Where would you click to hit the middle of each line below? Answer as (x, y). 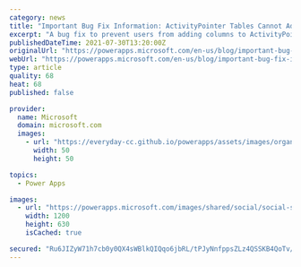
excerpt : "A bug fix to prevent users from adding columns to (128, 34)
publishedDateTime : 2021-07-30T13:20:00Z (88, 43)
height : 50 (53, 159)
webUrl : (24, 59)
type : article (36, 68)
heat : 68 (26, 84)
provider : (28, 108)
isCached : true (54, 233)
